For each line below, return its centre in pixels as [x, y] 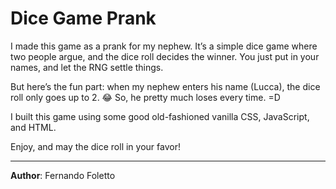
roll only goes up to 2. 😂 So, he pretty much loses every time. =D [145, 97]
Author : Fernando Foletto [63, 175]
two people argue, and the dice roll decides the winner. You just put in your [165, 56]
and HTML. [33, 127]
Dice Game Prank [83, 18]
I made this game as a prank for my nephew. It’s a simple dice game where [164, 46]
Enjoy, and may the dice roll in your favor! [95, 146]
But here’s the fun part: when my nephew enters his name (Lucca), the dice [165, 86]
